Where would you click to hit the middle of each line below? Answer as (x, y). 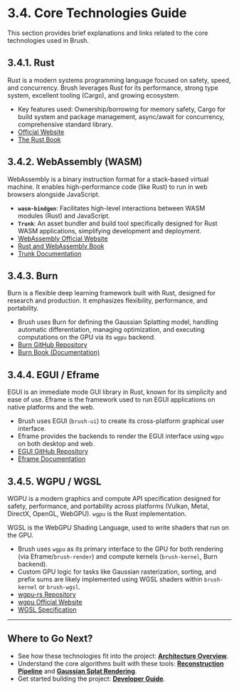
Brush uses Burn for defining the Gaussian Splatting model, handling (118, 322)
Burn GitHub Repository (52, 345)
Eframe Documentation (52, 459)
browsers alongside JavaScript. (54, 194)
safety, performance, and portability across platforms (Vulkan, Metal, (108, 506)
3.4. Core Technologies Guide (97, 13)
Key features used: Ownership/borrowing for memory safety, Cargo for (122, 109)
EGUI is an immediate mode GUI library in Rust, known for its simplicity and (117, 392)
